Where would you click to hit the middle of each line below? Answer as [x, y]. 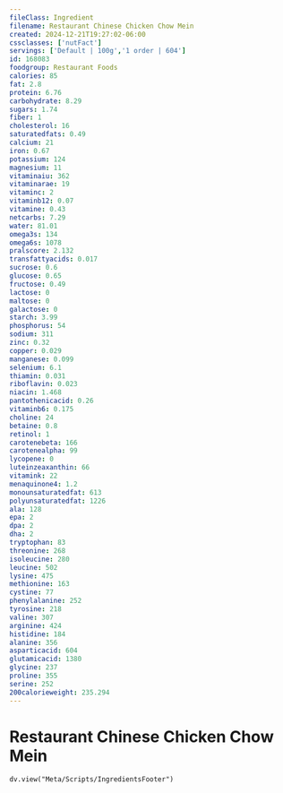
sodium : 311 [31, 334]
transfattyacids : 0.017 [54, 259]
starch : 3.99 [34, 318]
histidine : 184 [38, 634]
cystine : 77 [31, 592]
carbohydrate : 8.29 [46, 101]
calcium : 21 [31, 142]
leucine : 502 [34, 567]
